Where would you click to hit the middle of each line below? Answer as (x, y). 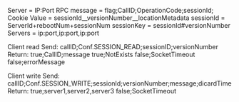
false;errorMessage (36, 62)
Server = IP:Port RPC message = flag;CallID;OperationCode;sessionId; (111, 10)
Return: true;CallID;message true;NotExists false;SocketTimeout (101, 54)
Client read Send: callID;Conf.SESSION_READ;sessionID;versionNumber (113, 47)
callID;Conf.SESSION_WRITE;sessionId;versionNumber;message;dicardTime (119, 83)
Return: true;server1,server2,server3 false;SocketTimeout (92, 91)
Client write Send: (34, 76)
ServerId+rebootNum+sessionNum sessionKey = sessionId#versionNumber (119, 25)
